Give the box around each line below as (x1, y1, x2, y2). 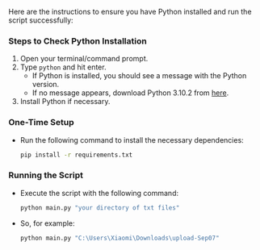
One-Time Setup (8, 117, 74, 128)
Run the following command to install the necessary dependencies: (19, 135, 244, 144)
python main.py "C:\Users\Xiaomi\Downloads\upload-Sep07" (19, 234, 220, 242)
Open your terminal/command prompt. (19, 54, 149, 64)
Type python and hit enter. (19, 62, 107, 72)
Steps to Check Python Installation (8, 35, 147, 47)
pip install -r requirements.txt (19, 151, 133, 159)
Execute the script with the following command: (19, 188, 179, 198)
